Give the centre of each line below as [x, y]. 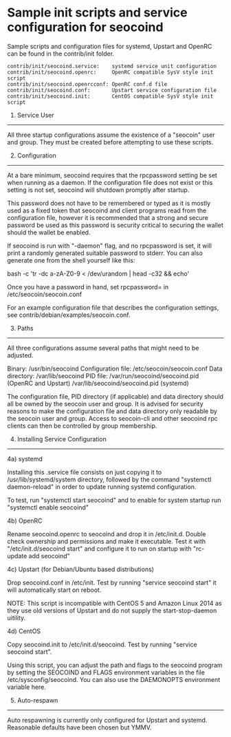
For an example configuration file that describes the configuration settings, [113, 307]
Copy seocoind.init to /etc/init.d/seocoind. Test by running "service [102, 644]
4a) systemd [25, 459]
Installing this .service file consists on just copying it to [85, 472]
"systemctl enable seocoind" [48, 507]
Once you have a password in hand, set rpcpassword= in [88, 287]
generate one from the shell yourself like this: [71, 260]
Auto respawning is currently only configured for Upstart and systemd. [107, 720]
